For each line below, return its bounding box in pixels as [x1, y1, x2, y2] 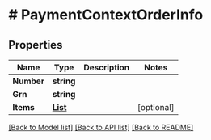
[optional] [137, 102, 175, 112]
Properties [8, 38, 63, 52]
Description [83, 62, 130, 73]
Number [12, 75, 44, 87]
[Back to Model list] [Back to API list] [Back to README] [8, 123, 194, 132]
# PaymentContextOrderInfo [8, 6, 204, 24]
